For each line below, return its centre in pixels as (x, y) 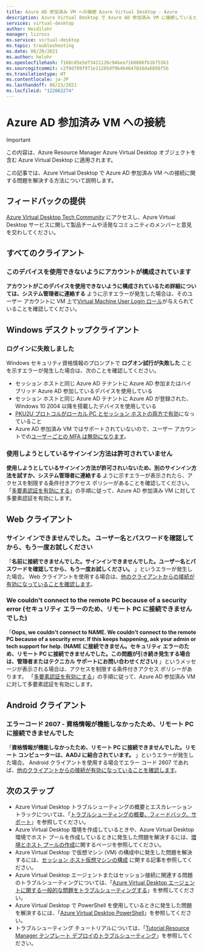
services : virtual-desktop (40, 23)
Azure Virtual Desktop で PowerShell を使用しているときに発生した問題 (103, 905)
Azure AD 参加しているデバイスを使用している (95, 391)
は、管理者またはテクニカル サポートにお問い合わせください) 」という (93, 662)
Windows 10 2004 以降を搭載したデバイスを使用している (86, 406)
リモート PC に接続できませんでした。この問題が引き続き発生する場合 (103, 654)
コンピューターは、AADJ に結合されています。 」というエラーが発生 (103, 754)
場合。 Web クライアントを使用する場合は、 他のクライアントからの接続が (103, 576)
